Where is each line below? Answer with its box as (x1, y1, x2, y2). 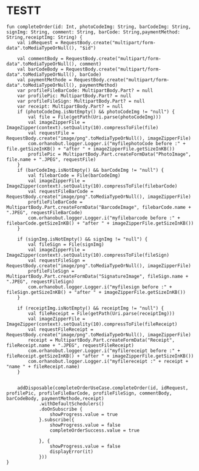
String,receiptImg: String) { (6, 34, 83, 40)
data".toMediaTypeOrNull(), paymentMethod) (6, 82, 118, 88)
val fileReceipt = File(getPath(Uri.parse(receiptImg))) (28, 310, 175, 316)
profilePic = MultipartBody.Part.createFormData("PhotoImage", (28, 151, 191, 157)
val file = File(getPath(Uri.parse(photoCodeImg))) (28, 114, 162, 120)
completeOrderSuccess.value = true (49, 427, 140, 433)
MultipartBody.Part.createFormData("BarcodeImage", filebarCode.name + (6, 204, 191, 210)
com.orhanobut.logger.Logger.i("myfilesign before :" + (28, 283, 172, 290)
